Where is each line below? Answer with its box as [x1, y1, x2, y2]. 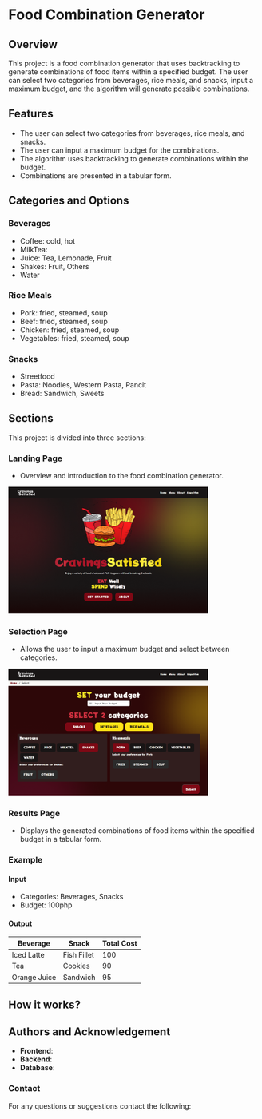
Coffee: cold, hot [19, 236, 76, 245]
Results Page [8, 808, 61, 819]
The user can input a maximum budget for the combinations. [19, 145, 220, 155]
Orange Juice [11, 972, 57, 982]
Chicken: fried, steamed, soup [19, 325, 120, 335]
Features [8, 107, 54, 121]
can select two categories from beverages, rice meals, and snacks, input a [8, 76, 254, 85]
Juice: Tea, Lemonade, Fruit [19, 253, 112, 263]
